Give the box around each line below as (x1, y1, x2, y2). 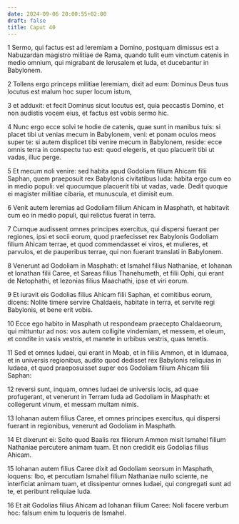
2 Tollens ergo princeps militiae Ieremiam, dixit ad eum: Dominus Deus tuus (7, 80, 229, 89)
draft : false (7, 17, 46, 24)
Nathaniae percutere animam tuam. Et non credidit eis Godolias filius (7, 443, 209, 452)
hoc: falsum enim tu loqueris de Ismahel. (7, 508, 127, 518)
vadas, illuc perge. (7, 153, 62, 161)
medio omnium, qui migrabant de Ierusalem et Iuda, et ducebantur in (7, 59, 209, 67)
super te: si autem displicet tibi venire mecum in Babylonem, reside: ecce (7, 138, 223, 146)
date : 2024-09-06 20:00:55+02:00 (7, 10, 107, 18)
